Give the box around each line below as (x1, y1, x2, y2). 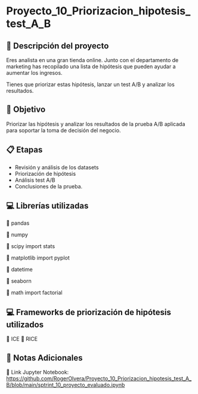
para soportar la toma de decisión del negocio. (6, 127, 121, 134)
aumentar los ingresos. (6, 69, 63, 76)
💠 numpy (6, 231, 29, 239)
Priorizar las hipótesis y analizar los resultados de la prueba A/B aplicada (6, 120, 185, 127)
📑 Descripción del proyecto (6, 41, 109, 51)
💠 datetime (6, 266, 33, 273)
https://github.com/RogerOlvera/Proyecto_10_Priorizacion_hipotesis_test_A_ (6, 375, 192, 382)
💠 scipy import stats (6, 243, 55, 250)
